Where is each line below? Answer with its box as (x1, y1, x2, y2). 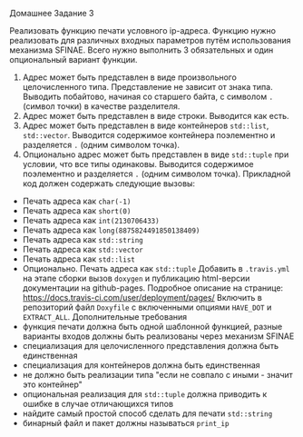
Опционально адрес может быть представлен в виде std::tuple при (22, 149, 289, 160)
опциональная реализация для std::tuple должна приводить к (22, 389, 268, 399)
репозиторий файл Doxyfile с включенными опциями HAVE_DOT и (22, 302, 272, 313)
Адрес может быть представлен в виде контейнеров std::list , (22, 120, 269, 131)
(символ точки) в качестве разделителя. (22, 101, 181, 112)
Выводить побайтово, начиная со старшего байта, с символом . (22, 91, 274, 102)
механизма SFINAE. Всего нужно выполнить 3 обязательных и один (9, 45, 274, 55)
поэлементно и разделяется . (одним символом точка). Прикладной (22, 168, 291, 179)
